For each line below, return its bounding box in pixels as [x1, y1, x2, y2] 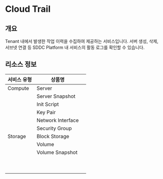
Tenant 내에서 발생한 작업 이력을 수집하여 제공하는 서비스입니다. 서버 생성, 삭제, [5, 38, 159, 44]
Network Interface [36, 117, 79, 124]
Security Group [36, 125, 72, 132]
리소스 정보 [5, 60, 37, 69]
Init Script [36, 101, 59, 107]
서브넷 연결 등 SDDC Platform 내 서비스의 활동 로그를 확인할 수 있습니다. [5, 44, 145, 50]
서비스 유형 [7, 76, 32, 83]
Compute [7, 85, 29, 92]
